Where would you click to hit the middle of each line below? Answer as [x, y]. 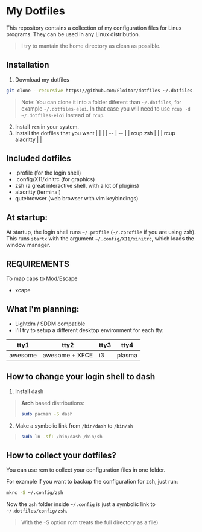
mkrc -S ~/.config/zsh [35, 493]
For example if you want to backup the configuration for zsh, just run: [92, 482]
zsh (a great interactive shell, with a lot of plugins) [77, 186]
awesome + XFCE [68, 355]
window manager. [28, 245]
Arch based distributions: [52, 403]
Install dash [29, 391]
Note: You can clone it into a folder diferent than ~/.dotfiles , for [101, 102]
